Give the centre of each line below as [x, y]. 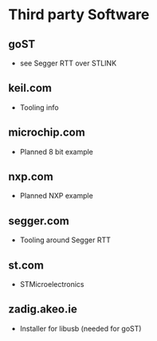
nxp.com [31, 177]
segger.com [39, 221]
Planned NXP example [56, 196]
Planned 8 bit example [57, 151]
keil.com [30, 88]
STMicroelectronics [52, 284]
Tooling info [39, 107]
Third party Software [79, 15]
